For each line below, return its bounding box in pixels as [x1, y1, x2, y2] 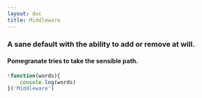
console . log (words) [20, 79, 77, 85]
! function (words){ [7, 72, 61, 79]
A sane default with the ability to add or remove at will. [7, 40, 195, 49]
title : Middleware [7, 17, 61, 24]
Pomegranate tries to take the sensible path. [7, 57, 139, 65]
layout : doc [7, 10, 42, 17]
